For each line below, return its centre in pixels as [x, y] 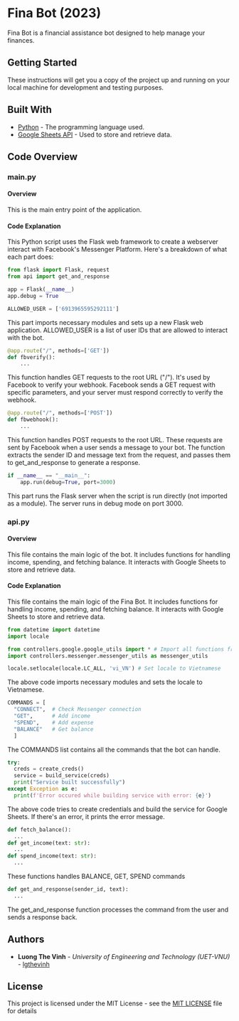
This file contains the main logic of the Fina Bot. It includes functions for [113, 602]
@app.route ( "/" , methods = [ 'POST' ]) [60, 413]
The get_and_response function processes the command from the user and [118, 909]
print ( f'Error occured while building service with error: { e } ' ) [113, 795]
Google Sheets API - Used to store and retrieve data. [95, 134]
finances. [21, 40]
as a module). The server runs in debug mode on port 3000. [95, 503]
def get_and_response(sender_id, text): [68, 889]
